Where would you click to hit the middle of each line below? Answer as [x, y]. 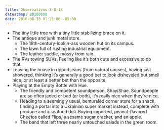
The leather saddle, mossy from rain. [57, 54]
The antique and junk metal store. [46, 38]
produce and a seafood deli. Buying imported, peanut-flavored [83, 112]
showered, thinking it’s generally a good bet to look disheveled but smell [86, 75]
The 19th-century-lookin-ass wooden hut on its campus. [77, 43]
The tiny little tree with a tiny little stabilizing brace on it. [69, 33]
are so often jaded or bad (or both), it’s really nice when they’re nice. [89, 96]
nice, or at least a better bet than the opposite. [60, 80]
